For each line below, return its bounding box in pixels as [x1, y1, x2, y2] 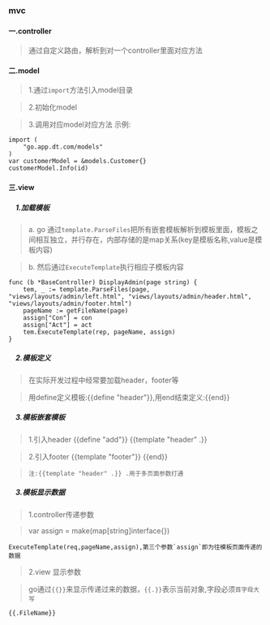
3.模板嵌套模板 [15, 412, 66, 422]
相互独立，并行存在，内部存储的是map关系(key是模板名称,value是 [35, 235, 255, 244]
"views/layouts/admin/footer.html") [8, 300, 132, 308]
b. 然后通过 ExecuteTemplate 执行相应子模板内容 [28, 261, 184, 272]
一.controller [8, 26, 52, 36]
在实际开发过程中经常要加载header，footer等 [28, 375, 179, 385]
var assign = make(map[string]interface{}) [28, 525, 170, 536]
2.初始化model [28, 102, 78, 112]
